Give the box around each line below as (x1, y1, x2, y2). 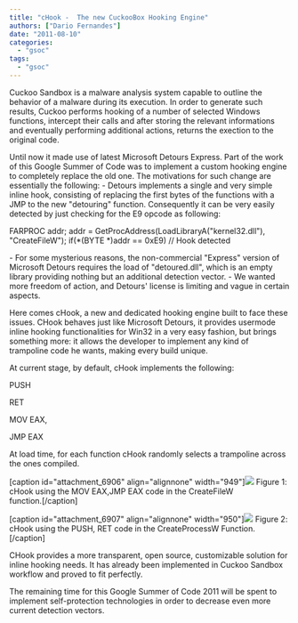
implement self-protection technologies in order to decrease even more (9, 595, 271, 606)
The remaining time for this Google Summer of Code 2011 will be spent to (9, 586, 278, 596)
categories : (9, 37, 53, 47)
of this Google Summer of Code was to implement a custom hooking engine (9, 161, 287, 172)
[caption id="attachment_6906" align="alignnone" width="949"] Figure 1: (9, 476, 287, 487)
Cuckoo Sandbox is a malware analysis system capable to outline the (9, 86, 262, 98)
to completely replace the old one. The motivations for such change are (9, 170, 271, 181)
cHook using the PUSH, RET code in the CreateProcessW (9, 522, 220, 534)
